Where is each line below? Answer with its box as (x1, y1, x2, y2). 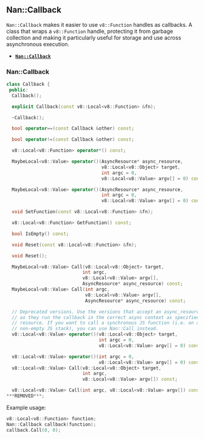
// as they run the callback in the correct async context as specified (12, 314, 200, 320)
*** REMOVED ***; (6, 393, 45, 399)
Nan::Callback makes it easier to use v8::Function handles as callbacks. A (6, 21, 192, 28)
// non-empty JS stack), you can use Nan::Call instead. (12, 326, 159, 332)
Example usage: (6, 404, 47, 411)
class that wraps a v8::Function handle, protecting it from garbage (6, 27, 174, 35)
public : (8, 86, 29, 93)
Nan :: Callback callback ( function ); (6, 421, 97, 427)
